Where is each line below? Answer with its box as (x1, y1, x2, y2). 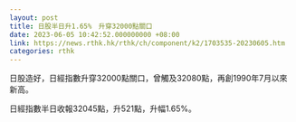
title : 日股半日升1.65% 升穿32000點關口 (9, 22, 153, 31)
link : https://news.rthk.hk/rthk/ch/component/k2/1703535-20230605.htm (9, 38, 285, 48)
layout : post (9, 13, 59, 23)
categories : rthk (9, 47, 75, 56)
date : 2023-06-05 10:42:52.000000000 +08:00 (9, 30, 180, 39)
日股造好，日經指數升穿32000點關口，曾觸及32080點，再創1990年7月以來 (9, 73, 288, 84)
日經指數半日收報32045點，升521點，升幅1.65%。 (9, 103, 197, 114)
